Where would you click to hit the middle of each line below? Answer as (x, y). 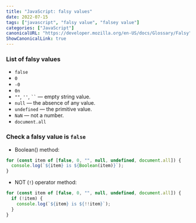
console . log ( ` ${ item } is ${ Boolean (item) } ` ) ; (68, 166)
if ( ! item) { (27, 199)
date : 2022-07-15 (27, 17)
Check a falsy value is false (46, 137)
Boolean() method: (37, 149)
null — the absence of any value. (55, 103)
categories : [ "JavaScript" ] (40, 28)
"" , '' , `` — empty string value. (52, 97)
